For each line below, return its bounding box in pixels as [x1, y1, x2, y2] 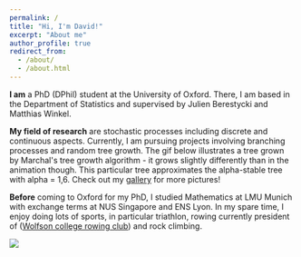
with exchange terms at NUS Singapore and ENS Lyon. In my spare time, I [9, 201, 284, 212]
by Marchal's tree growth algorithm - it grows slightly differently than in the [9, 154, 289, 165]
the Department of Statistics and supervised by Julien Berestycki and [9, 98, 269, 109]
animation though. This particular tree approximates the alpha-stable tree [9, 164, 283, 175]
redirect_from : [9, 47, 67, 56]
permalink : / [9, 13, 59, 23]
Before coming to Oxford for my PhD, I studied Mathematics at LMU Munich [9, 192, 293, 203]
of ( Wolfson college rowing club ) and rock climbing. [9, 220, 202, 232]
